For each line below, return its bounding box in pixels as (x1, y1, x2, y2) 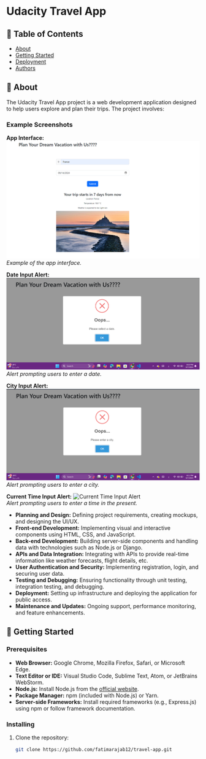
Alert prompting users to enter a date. (6, 370, 102, 378)
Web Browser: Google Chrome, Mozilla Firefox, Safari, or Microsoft (15, 659, 185, 666)
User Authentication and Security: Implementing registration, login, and (15, 563, 199, 571)
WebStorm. (15, 679, 44, 686)
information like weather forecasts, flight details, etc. (15, 557, 148, 564)
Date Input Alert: (6, 271, 50, 278)
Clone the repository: (15, 734, 69, 741)
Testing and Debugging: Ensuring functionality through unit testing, (15, 576, 187, 584)
